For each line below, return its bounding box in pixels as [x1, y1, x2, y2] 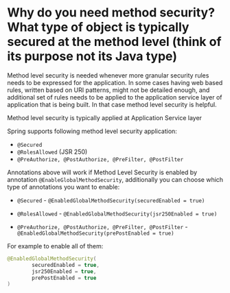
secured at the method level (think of [7, 34, 222, 49]
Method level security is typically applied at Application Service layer [7, 113, 203, 121]
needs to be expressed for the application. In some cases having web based [7, 78, 223, 86]
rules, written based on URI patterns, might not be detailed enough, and [7, 86, 210, 94]
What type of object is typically [7, 19, 189, 35]
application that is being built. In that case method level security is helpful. [7, 100, 218, 108]
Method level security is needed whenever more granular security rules [7, 71, 209, 80]
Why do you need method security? [7, 5, 215, 21]
